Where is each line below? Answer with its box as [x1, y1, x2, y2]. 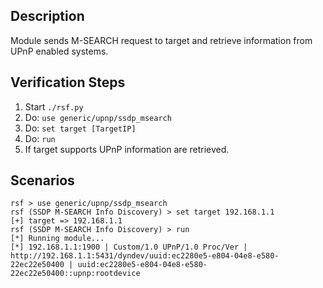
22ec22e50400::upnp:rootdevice [10, 269, 141, 279]
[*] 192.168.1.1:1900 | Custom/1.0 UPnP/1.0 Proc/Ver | [10, 242, 248, 253]
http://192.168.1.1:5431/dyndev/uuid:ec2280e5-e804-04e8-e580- [10, 251, 280, 261]
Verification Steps [10, 74, 126, 91]
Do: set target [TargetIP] [24, 122, 137, 134]
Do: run [24, 132, 56, 144]
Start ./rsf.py [24, 100, 84, 113]
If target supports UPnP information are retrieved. [24, 143, 230, 155]
